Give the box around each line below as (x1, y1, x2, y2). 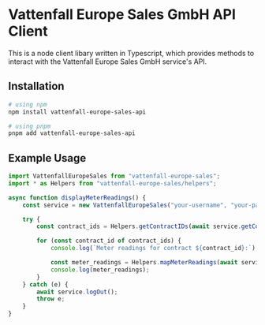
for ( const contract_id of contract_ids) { (36, 237, 181, 245)
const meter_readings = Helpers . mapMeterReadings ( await (50, 259, 238, 267)
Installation (8, 80, 65, 93)
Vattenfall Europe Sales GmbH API (8, 6, 237, 24)
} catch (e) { (22, 280, 69, 289)
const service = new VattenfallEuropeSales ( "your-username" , (22, 201, 227, 209)
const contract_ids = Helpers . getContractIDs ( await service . (36, 222, 242, 230)
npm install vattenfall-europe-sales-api (8, 108, 147, 116)
